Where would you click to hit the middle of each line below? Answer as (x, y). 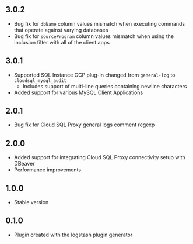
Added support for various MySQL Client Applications (78, 92)
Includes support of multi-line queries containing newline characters (105, 86)
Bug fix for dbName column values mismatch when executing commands (99, 23)
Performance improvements (48, 170)
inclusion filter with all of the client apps (62, 42)
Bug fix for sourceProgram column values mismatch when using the (94, 36)
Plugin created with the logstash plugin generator (73, 235)
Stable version (31, 202)
